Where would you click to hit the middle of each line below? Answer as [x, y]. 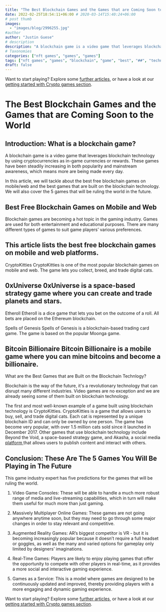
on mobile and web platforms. [52, 253]
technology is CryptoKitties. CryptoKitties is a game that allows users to [78, 411]
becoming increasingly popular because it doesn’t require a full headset [85, 539]
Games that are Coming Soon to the [80, 115]
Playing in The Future [39, 466]
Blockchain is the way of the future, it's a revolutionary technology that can [82, 386]
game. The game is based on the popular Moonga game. [63, 333]
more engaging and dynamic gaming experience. [62, 589]
